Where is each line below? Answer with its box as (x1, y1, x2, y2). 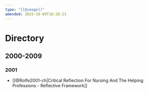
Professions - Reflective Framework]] (12, 83, 88, 89)
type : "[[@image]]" (5, 7, 45, 12)
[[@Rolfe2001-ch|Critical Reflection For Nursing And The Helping (12, 77, 144, 83)
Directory (5, 33, 44, 44)
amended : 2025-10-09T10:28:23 (5, 12, 67, 17)
